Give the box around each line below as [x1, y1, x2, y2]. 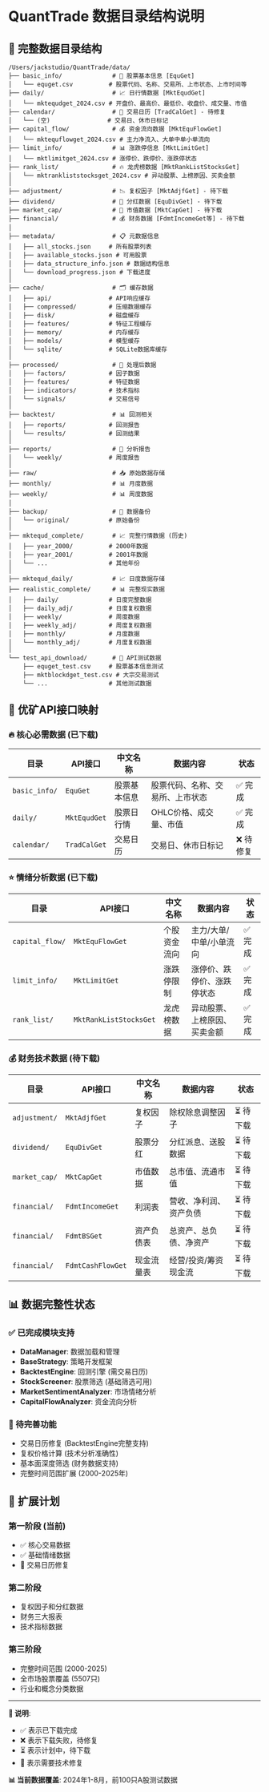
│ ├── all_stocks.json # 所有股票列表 [8, 243, 152, 251]
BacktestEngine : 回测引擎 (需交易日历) [19, 1366, 148, 1376]
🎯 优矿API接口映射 [8, 703, 98, 717]
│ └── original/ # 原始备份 [8, 516, 140, 524]
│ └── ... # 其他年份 [8, 559, 140, 567]
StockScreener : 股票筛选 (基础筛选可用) [19, 1376, 153, 1386]
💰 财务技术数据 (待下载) [8, 1052, 100, 1063]
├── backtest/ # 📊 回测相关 [8, 410, 154, 418]
